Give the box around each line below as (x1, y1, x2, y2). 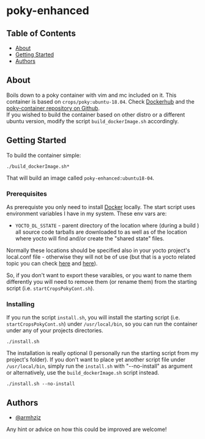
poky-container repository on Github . (6, 104, 100, 112)
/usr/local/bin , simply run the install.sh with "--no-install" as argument (6, 362, 193, 370)
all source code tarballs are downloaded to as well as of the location (15, 228, 187, 235)
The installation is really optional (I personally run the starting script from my (6, 349, 199, 357)
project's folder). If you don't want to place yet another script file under (6, 356, 186, 364)
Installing (6, 300, 35, 308)
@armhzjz (15, 414, 42, 421)
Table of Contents (6, 28, 76, 39)
